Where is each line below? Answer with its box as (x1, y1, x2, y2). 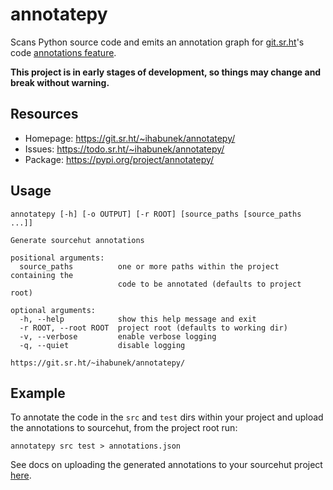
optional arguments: (10, 305, 97, 315)
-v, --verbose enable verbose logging (19, 331, 217, 342)
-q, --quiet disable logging (19, 340, 186, 350)
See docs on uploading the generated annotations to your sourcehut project (10, 459, 323, 471)
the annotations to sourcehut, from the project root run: (10, 422, 238, 434)
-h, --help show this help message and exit (19, 314, 257, 324)
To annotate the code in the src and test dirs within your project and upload (10, 411, 324, 423)
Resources (10, 106, 79, 123)
